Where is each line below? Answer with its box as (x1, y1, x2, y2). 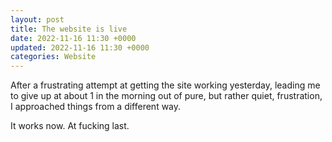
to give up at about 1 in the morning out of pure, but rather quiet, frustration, (10, 90, 323, 102)
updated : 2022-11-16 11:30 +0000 (10, 42, 150, 53)
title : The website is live (10, 24, 128, 34)
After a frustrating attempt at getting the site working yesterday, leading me (10, 79, 321, 91)
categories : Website (10, 52, 97, 62)
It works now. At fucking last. (10, 120, 130, 132)
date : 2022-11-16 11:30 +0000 (10, 33, 137, 43)
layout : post (10, 14, 65, 25)
